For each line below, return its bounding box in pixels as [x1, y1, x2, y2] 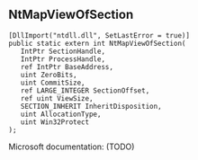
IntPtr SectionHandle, [20, 47, 105, 56]
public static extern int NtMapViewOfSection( [8, 39, 186, 48]
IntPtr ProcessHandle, [20, 54, 105, 64]
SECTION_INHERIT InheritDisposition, [20, 102, 163, 111]
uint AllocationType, [20, 110, 102, 119]
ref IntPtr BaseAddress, [20, 62, 114, 71]
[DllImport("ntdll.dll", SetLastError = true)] [8, 31, 191, 40]
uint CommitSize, [20, 78, 86, 87]
